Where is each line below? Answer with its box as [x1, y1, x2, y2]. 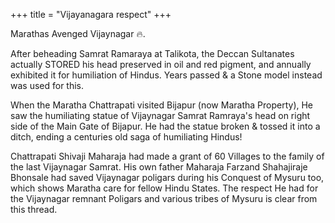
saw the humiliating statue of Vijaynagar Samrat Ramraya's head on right [10, 110, 311, 121]
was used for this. [10, 80, 85, 91]
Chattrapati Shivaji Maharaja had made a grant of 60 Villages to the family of [10, 150, 325, 162]
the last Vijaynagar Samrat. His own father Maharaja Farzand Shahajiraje [10, 161, 308, 173]
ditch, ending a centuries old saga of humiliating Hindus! [10, 131, 243, 143]
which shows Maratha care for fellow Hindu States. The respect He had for [10, 182, 319, 194]
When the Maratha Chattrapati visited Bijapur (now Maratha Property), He [10, 99, 314, 111]
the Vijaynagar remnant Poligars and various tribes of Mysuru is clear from [10, 193, 318, 204]
